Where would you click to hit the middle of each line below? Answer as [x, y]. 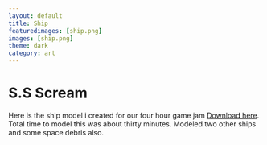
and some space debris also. [56, 132]
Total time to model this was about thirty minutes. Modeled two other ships [132, 124]
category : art [32, 53]
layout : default [35, 16]
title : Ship [28, 23]
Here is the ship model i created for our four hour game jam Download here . [134, 115]
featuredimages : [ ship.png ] [55, 31]
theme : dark [28, 46]
